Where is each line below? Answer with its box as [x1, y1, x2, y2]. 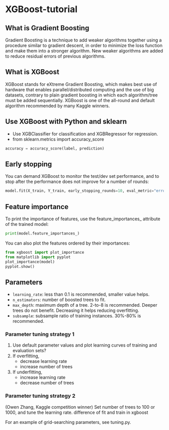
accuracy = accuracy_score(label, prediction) [5, 146, 105, 151]
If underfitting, [12, 369, 43, 375]
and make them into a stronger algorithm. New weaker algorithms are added [5, 48, 163, 54]
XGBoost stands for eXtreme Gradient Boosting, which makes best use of [5, 81, 157, 87]
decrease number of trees [20, 380, 74, 386]
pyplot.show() [5, 264, 35, 269]
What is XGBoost [5, 68, 59, 76]
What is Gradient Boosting [5, 24, 90, 32]
